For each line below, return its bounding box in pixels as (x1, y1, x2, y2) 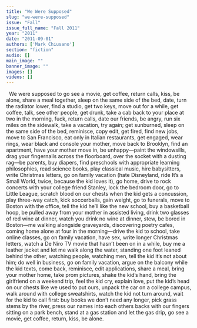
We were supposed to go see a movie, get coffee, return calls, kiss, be (8, 91, 180, 98)
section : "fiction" (6, 47, 54, 53)
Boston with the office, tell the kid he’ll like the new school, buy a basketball (6, 203, 189, 210)
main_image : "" (6, 58, 44, 63)
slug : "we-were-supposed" (6, 14, 69, 20)
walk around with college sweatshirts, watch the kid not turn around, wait (6, 290, 183, 297)
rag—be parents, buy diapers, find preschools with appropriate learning (6, 159, 180, 166)
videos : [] (6, 74, 33, 80)
